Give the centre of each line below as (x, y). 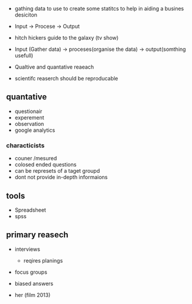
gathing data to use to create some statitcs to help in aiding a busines (99, 9)
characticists (25, 145)
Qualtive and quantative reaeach (54, 67)
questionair (28, 111)
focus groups (31, 272)
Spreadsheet (30, 210)
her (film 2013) (32, 295)
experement (29, 117)
